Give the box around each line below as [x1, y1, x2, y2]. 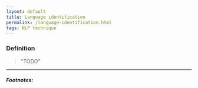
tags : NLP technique [6, 25, 57, 31]
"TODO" [20, 57, 41, 65]
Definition [6, 45, 35, 53]
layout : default [6, 8, 46, 15]
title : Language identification [6, 14, 85, 20]
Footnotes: [6, 77, 34, 84]
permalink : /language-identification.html [6, 19, 112, 25]
